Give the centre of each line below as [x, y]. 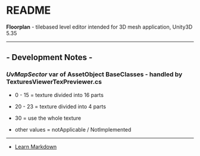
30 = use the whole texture [48, 118]
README [29, 10]
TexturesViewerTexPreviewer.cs [54, 82]
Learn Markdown [36, 146]
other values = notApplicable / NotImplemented [73, 129]
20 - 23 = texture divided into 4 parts [60, 106]
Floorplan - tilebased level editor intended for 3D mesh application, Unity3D [99, 27]
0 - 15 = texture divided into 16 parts [59, 95]
